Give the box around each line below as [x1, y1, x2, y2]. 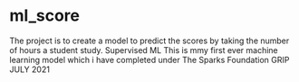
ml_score [9, 5, 80, 26]
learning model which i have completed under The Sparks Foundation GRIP [9, 54, 290, 65]
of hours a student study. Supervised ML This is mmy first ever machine [9, 44, 278, 55]
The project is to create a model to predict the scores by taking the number [9, 35, 290, 46]
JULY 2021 [9, 64, 50, 75]
